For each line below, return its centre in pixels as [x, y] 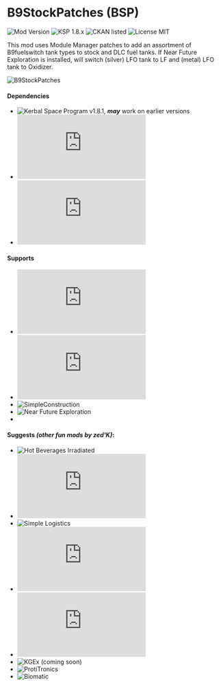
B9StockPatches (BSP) [73, 13]
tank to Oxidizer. [30, 67]
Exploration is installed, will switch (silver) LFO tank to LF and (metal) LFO [110, 59]
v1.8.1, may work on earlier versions [140, 111]
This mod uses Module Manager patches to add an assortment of [99, 45]
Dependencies [28, 96]
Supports [21, 258]
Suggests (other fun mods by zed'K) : [61, 434]
